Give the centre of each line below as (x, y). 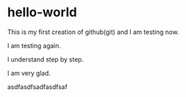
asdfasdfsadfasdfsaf (37, 86)
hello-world (42, 12)
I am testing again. (34, 45)
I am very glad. (29, 73)
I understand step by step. (46, 59)
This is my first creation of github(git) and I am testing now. (93, 32)
